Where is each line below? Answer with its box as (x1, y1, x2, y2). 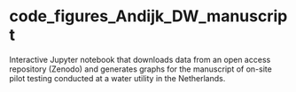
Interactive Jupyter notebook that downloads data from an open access (9, 54, 271, 65)
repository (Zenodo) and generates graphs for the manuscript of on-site (9, 64, 272, 74)
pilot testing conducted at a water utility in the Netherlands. (9, 73, 226, 83)
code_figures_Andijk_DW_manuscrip (9, 6, 288, 27)
